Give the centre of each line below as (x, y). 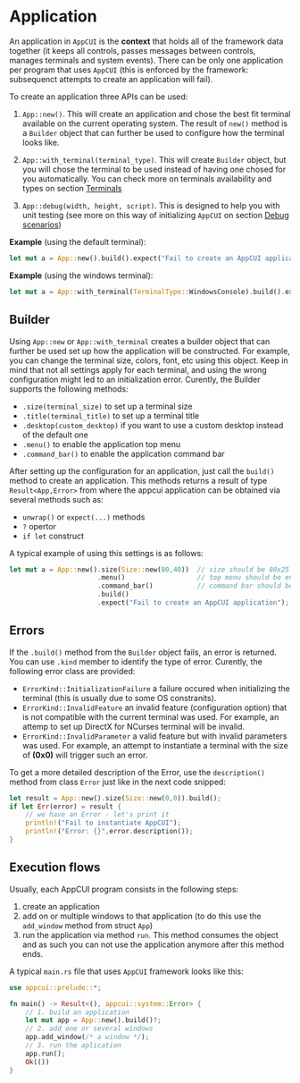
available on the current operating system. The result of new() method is (155, 123)
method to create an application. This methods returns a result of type (138, 480)
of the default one (55, 435)
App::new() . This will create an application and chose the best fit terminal (156, 114)
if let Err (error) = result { (66, 807)
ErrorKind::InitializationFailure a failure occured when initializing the (156, 688)
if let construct (53, 536)
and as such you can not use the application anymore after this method (153, 944)
